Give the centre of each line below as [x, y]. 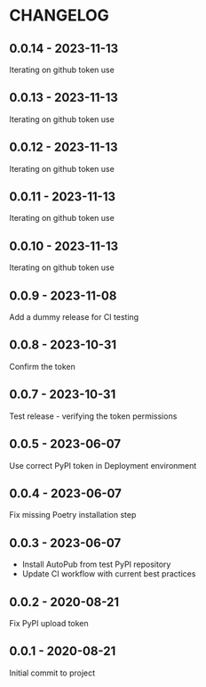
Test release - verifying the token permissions [93, 416]
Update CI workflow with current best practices [109, 574]
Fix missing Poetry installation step [73, 515]
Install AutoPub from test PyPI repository [96, 564]
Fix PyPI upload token [49, 623]
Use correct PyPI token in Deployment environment [103, 465]
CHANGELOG [59, 16]
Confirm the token [42, 366]
